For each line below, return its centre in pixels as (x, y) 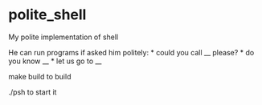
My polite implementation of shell (63, 37)
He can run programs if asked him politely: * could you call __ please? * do (131, 52)
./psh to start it (33, 92)
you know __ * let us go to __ (55, 61)
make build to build (40, 76)
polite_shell (47, 15)
